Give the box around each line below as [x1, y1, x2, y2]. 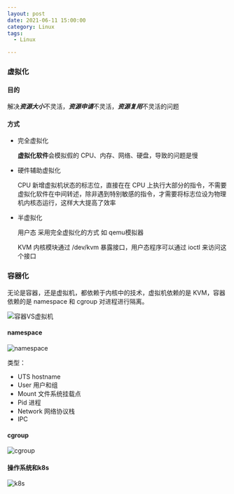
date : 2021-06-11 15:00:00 [7, 17, 86, 24]
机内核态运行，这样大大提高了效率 [17, 199, 116, 207]
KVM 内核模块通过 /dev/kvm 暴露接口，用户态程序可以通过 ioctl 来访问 [17, 243, 221, 252]
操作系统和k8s [7, 463, 50, 472]
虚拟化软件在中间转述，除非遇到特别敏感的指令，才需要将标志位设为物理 [17, 190, 226, 198]
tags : [7, 29, 23, 37]
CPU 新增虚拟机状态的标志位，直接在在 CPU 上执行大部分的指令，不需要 [17, 181, 227, 190]
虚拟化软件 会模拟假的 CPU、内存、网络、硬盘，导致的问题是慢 [17, 151, 198, 160]
